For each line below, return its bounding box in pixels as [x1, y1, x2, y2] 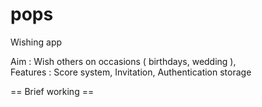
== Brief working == [10, 85, 95, 97]
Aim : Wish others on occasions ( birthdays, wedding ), [10, 55, 237, 67]
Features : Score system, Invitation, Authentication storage [10, 66, 252, 78]
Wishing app [10, 36, 63, 48]
